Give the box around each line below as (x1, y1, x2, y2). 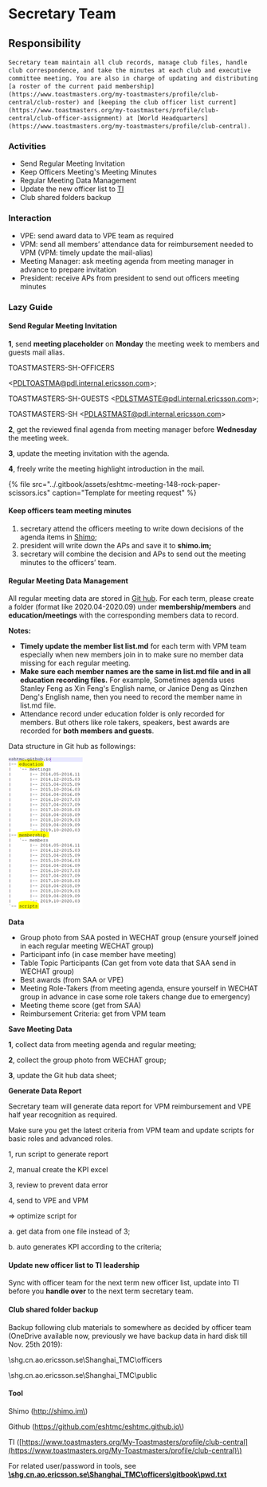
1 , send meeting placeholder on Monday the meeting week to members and (8, 339, 260, 348)
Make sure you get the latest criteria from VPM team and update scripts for (8, 1125, 255, 1136)
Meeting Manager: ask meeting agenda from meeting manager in (19, 256, 234, 265)
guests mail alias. (8, 347, 65, 357)
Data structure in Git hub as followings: (8, 742, 136, 751)
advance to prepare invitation (19, 265, 117, 274)
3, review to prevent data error (8, 1180, 108, 1190)
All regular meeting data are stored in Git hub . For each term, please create (8, 594, 254, 603)
